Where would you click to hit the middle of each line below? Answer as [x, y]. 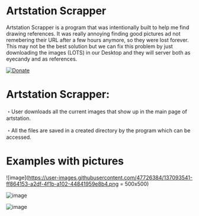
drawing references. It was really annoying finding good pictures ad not [93, 33]
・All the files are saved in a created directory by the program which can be [98, 130]
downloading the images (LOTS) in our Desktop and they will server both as [98, 52]
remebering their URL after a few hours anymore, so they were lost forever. [98, 40]
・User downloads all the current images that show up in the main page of [97, 112]
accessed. [19, 137]
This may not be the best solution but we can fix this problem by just [89, 46]
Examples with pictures [65, 161]
